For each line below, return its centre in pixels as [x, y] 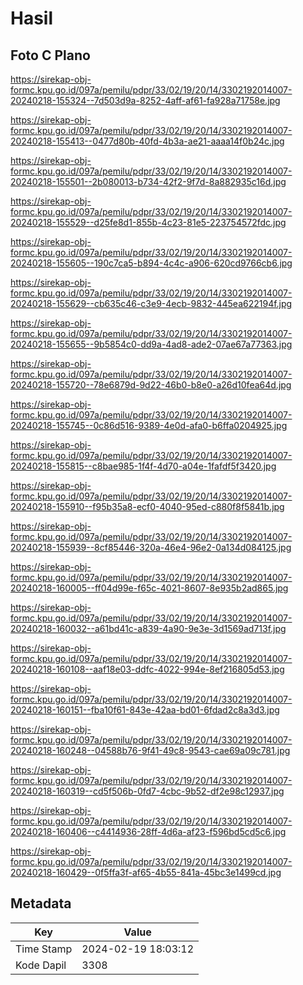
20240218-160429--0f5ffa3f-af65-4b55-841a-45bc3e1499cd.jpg [146, 872]
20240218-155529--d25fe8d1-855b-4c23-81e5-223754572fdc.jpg [148, 222]
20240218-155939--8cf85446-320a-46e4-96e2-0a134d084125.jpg [151, 547]
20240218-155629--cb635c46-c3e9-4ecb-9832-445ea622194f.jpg [151, 303]
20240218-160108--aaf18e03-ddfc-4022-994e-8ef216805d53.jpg [147, 669]
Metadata [41, 903]
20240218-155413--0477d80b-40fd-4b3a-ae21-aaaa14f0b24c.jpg [147, 141]
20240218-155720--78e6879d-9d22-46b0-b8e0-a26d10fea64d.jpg [151, 385]
